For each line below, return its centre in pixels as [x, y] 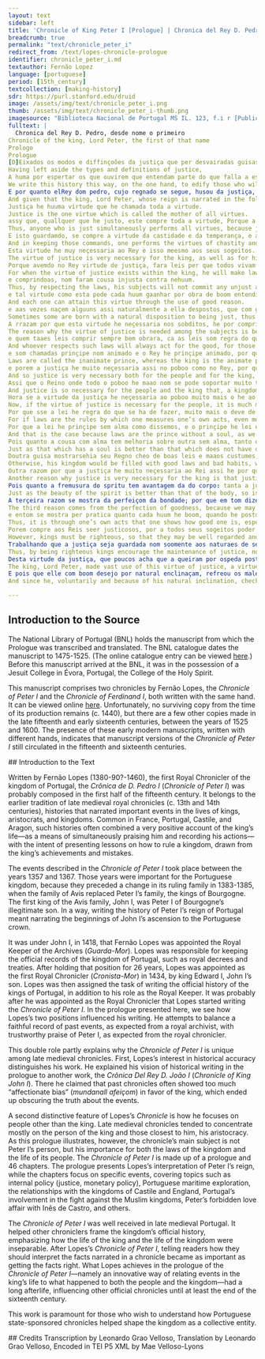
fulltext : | [28, 126]
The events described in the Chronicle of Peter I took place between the [125, 868]
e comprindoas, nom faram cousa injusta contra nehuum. [102, 280]
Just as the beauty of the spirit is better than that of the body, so [128, 493]
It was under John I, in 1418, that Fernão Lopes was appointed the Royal [125, 942]
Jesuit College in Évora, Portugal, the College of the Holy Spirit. [111, 672]
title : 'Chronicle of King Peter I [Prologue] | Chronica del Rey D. [125, 30]
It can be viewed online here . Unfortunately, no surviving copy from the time [132, 705]
